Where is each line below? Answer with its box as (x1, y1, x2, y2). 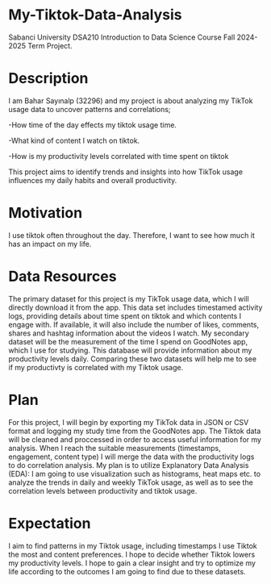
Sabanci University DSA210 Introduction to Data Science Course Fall (8, 32, 236, 42)
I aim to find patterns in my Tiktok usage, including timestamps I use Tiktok (8, 540, 258, 550)
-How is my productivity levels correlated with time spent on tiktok (8, 151, 229, 161)
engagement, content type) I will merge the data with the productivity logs (8, 452, 255, 461)
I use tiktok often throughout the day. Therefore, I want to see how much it (8, 230, 256, 240)
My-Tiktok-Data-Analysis (8, 6, 183, 24)
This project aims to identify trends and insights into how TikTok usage (8, 167, 244, 177)
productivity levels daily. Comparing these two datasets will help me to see (8, 353, 256, 364)
